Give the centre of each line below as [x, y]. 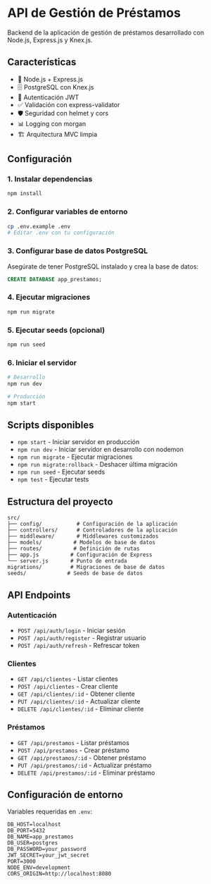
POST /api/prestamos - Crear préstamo [73, 750]
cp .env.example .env [39, 226]
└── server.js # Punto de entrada [68, 561]
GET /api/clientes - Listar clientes [68, 679]
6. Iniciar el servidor [42, 362]
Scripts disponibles [51, 425]
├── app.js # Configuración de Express [80, 555]
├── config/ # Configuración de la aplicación [92, 524]
